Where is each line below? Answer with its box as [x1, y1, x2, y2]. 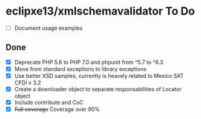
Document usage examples [14, 24, 83, 32]
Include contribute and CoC [14, 99, 84, 106]
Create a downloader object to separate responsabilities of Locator [14, 86, 182, 92]
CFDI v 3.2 [14, 79, 41, 86]
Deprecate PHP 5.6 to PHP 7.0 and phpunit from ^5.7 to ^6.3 [14, 58, 163, 66]
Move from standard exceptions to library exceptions [14, 65, 147, 72]
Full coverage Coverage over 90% [14, 106, 100, 113]
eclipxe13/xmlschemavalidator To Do [5, 4, 195, 18]
